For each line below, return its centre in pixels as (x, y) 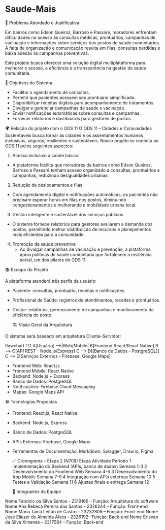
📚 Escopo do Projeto (27, 269)
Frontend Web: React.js (36, 365)
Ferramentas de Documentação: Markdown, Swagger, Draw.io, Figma (83, 451)
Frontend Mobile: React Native (43, 371)
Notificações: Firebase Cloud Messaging (53, 386)
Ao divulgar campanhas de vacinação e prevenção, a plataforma (85, 249)
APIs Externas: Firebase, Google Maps (51, 441)
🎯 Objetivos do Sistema (29, 83)
